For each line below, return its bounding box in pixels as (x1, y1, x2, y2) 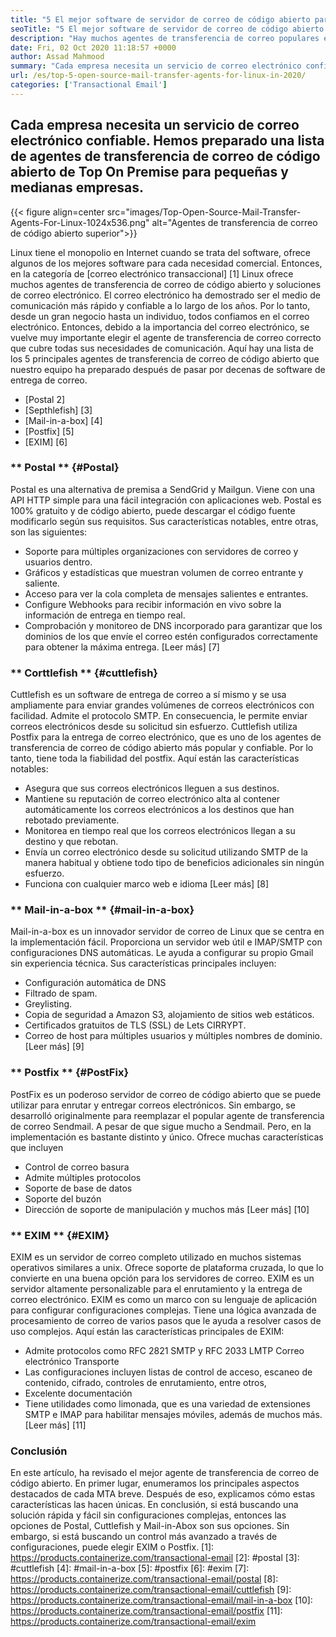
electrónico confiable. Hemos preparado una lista (10, 132, 325, 150)
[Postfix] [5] (24, 425, 75, 437)
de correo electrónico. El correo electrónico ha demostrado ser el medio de (10, 289, 321, 301)
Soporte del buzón (24, 1192, 102, 1205)
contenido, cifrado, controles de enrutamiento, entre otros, (24, 1377, 267, 1389)
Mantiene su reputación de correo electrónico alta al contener (24, 793, 281, 805)
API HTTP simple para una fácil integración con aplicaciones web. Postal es (10, 494, 322, 506)
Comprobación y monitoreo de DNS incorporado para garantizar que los (24, 619, 323, 631)
